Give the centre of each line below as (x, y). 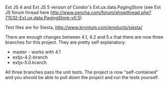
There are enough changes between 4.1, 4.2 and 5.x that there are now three (85, 37)
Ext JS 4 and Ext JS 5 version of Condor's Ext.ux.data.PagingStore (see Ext (83, 7)
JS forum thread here (27, 12)
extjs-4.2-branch (30, 57)
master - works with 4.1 (37, 52)
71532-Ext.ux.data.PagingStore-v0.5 (43, 18)
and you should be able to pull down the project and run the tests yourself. (82, 77)
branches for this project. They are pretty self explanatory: (66, 42)
